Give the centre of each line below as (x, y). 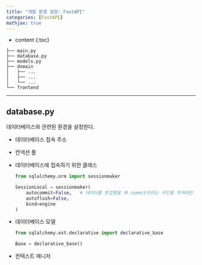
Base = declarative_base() (49, 244)
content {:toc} (32, 40)
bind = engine (41, 204)
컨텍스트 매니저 (33, 256)
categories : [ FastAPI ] (35, 17)
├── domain (20, 67)
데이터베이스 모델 (35, 222)
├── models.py (24, 61)
